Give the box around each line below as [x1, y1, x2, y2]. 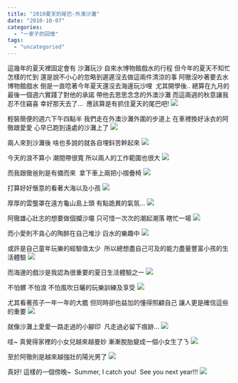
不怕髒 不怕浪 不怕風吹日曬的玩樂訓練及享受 [7, 284, 136, 291]
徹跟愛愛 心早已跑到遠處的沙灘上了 [7, 124, 109, 131]
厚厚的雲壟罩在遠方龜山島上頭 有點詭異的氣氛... [7, 199, 146, 207]
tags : [7, 37, 23, 44]
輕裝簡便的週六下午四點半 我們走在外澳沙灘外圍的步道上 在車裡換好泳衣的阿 [7, 114, 229, 123]
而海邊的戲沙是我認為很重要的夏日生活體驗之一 [7, 268, 144, 276]
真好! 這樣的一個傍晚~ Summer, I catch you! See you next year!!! [7, 367, 199, 376]
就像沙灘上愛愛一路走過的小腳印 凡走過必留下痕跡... [7, 323, 160, 330]
